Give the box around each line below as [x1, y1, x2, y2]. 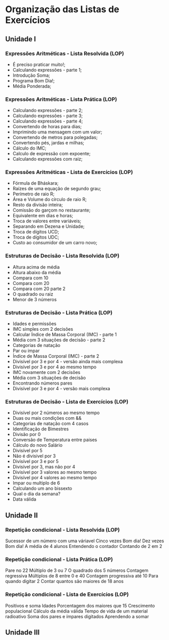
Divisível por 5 [12, 448, 43, 454]
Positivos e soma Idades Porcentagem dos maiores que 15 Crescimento [5, 602, 155, 608]
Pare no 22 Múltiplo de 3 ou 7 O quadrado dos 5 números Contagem [5, 567, 149, 573]
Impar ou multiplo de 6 [12, 480, 60, 486]
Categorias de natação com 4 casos [12, 421, 89, 427]
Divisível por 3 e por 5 [12, 458, 59, 464]
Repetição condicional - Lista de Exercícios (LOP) [5, 591, 129, 598]
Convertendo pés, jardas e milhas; [12, 140, 85, 146]
